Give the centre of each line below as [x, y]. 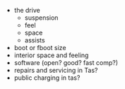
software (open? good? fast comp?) [66, 63]
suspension [41, 18]
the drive [27, 10]
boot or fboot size [40, 48]
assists [35, 40]
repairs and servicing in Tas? [56, 70]
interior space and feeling [51, 55]
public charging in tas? [47, 78]
